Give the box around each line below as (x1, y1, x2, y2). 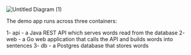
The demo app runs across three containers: (6, 18, 117, 24)
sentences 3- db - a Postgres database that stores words (6, 42, 149, 49)
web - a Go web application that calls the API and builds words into (6, 36, 173, 42)
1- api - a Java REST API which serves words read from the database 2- (6, 29, 186, 36)
